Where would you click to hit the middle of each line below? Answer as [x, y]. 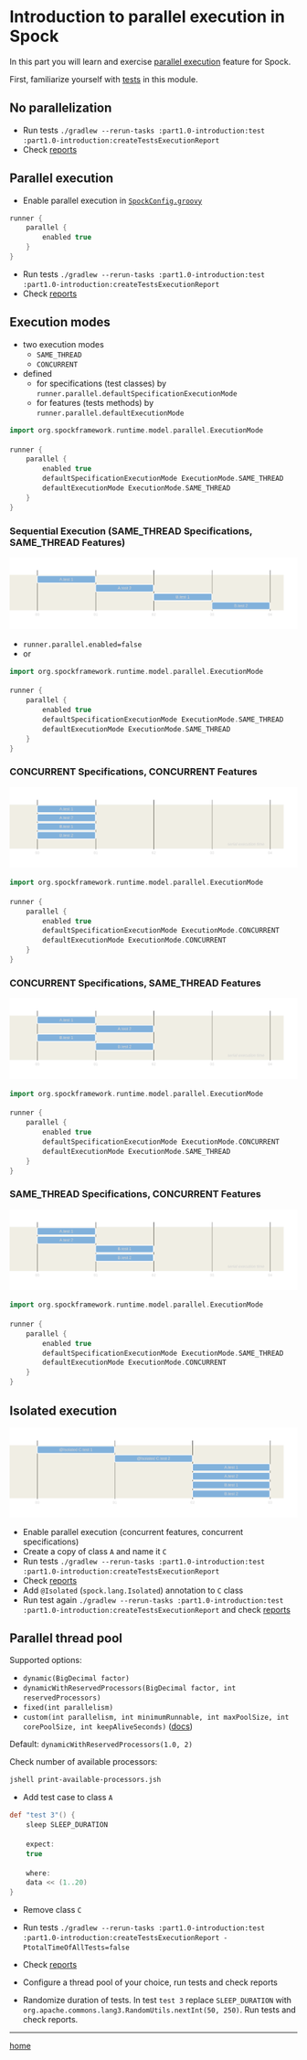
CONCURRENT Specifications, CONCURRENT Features [133, 772]
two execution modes [64, 344]
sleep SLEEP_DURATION [67, 1825]
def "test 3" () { [42, 1815]
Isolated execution [63, 1410]
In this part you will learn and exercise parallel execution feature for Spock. [150, 61]
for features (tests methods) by [95, 402]
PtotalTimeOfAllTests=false [76, 1948]
